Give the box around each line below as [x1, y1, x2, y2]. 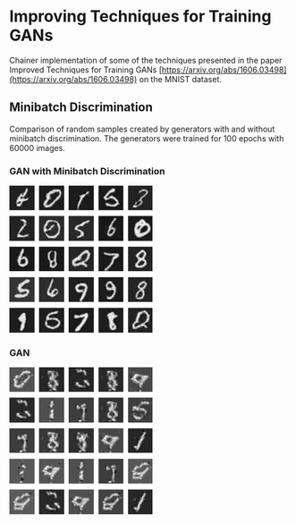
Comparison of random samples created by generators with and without [9, 123, 275, 134]
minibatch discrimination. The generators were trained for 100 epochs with [9, 132, 284, 144]
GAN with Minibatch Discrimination [9, 165, 165, 177]
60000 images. [9, 142, 65, 153]
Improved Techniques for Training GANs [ [9, 64, 163, 75]
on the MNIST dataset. [139, 73, 222, 84]
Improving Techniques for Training [9, 6, 272, 27]
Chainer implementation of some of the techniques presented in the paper [9, 55, 283, 65]
